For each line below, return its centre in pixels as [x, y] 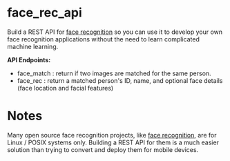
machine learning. [33, 46]
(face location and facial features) [65, 88]
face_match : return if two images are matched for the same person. [114, 73]
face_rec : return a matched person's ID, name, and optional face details [120, 80]
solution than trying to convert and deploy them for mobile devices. [103, 149]
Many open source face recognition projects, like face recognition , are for [112, 135]
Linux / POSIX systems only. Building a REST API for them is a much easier [113, 142]
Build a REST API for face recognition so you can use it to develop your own [115, 32]
